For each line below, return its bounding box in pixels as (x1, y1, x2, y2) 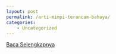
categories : (6, 19, 36, 25)
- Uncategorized (17, 25, 58, 31)
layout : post (6, 8, 39, 15)
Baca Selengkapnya (6, 41, 55, 48)
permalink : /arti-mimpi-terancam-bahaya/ (6, 14, 111, 20)
